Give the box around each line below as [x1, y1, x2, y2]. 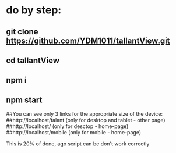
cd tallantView [6, 55, 60, 65]
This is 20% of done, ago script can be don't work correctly [6, 140, 150, 147]
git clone [6, 27, 39, 37]
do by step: [6, 3, 62, 17]
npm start [6, 95, 43, 105]
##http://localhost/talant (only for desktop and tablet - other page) [6, 117, 166, 124]
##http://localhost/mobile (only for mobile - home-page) [6, 129, 142, 136]
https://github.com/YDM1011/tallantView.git [6, 35, 170, 45]
